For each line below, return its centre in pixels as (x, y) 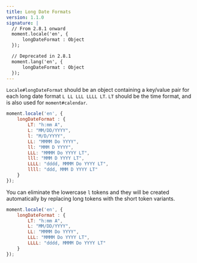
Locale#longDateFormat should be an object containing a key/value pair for (98, 90)
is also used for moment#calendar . (47, 103)
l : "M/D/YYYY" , (47, 136)
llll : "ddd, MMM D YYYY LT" (63, 170)
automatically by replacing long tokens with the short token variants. (91, 198)
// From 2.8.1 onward (39, 29)
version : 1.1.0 (25, 17)
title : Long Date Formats (38, 12)
